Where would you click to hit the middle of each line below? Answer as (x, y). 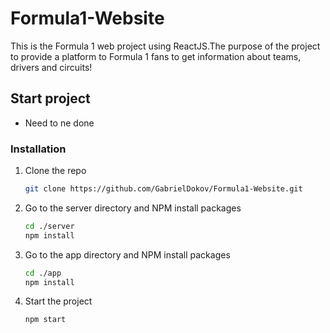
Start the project (58, 301)
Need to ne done (59, 123)
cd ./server (49, 226)
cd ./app (43, 273)
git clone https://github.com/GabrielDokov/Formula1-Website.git (163, 189)
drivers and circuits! (51, 67)
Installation (38, 149)
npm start (45, 320)
